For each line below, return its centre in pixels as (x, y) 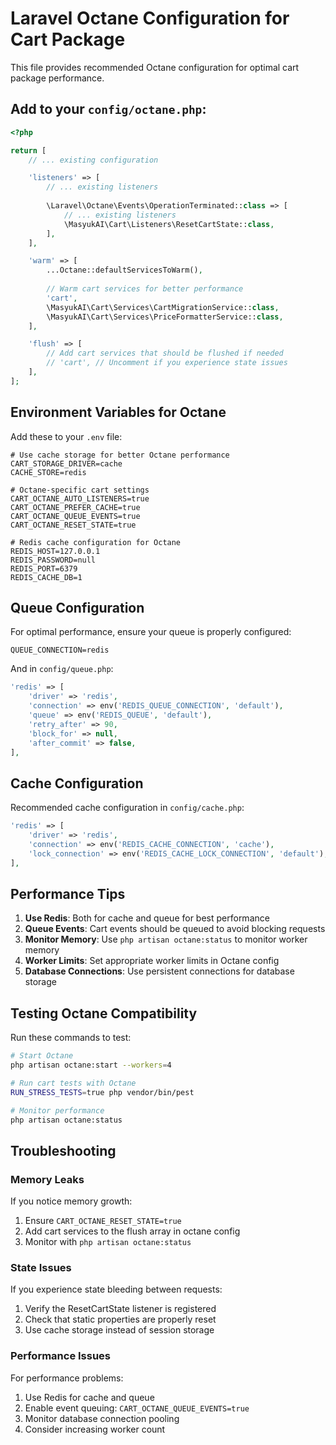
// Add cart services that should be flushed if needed (165, 353)
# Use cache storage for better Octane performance (120, 455)
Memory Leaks (47, 1179)
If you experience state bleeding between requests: (116, 1289)
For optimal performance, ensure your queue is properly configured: (151, 632)
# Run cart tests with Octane (73, 1083)
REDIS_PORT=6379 (44, 568)
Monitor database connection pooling (102, 1418)
